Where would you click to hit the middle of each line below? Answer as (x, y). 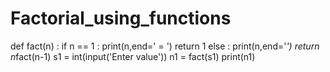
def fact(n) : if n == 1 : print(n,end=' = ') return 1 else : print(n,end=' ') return (165, 46)
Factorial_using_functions (121, 18)
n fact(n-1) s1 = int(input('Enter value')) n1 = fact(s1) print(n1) (133, 56)
